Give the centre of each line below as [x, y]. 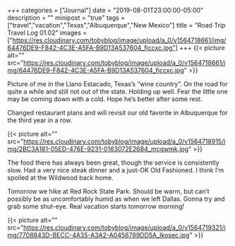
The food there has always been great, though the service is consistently [114, 163]
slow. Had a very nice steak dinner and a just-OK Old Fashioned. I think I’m [116, 170]
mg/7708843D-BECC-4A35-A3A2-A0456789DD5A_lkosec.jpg [98, 235]
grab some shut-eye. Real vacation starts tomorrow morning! [96, 206]
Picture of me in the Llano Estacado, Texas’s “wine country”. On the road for [117, 84]
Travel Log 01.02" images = [47, 33]
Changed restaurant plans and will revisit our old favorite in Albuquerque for [117, 113]
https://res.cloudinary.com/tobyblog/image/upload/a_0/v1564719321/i [125, 228]
